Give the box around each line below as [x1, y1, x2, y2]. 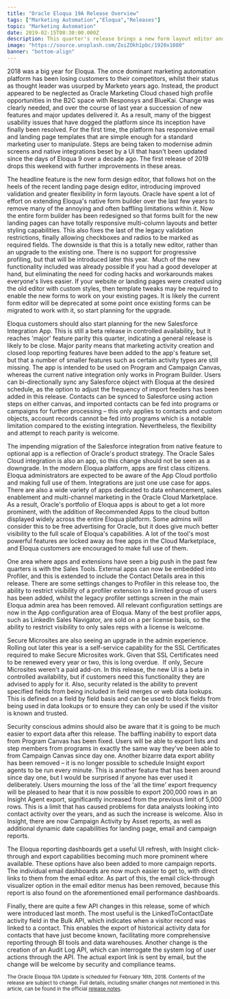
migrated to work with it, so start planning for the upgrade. [7, 306, 172, 314]
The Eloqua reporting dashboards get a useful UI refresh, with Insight [7, 845, 203, 853]
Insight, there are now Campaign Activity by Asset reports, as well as [7, 817, 202, 825]
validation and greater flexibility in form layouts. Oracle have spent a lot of [7, 189, 216, 197]
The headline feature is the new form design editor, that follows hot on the [7, 175, 216, 183]
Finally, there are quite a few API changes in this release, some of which [7, 902, 210, 910]
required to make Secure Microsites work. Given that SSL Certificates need [7, 651, 219, 659]
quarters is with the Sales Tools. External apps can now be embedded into [7, 564, 217, 573]
